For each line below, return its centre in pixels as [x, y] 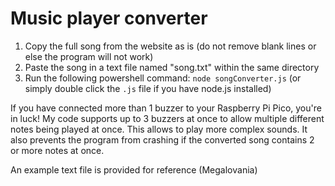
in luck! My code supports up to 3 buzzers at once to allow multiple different [167, 118]
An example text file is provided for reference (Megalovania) [134, 169]
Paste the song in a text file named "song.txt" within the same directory [172, 67]
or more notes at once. [57, 150]
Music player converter [109, 18]
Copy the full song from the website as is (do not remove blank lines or [170, 46]
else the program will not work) [89, 56]
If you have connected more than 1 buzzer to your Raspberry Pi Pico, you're [166, 108]
